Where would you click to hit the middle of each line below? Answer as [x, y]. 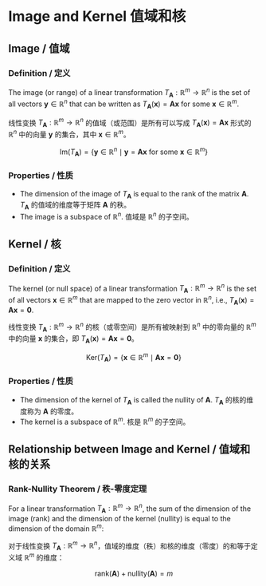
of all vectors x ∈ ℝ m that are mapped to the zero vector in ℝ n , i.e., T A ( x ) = [131, 300]
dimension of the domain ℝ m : [56, 528]
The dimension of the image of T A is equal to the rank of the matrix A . [134, 194]
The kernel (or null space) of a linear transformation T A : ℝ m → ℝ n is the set [133, 289]
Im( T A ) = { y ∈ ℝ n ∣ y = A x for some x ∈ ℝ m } [134, 152]
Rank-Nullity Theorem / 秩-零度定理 [78, 489]
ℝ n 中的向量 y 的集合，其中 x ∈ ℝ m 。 [69, 134]
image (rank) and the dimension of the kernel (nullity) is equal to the [119, 519]
